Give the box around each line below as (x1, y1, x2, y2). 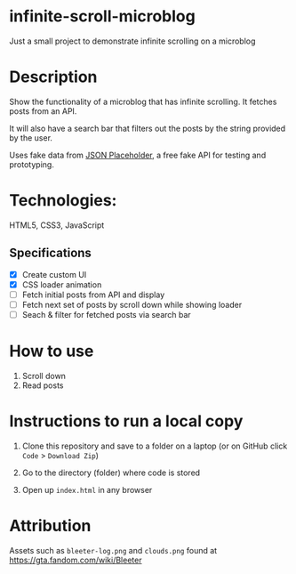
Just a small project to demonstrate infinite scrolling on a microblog (9, 36, 256, 46)
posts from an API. (9, 105, 77, 117)
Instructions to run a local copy (9, 411, 244, 432)
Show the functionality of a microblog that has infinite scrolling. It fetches (9, 96, 277, 107)
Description (9, 67, 98, 87)
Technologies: (9, 190, 117, 211)
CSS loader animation (21, 279, 102, 290)
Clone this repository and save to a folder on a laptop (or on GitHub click (21, 441, 288, 451)
